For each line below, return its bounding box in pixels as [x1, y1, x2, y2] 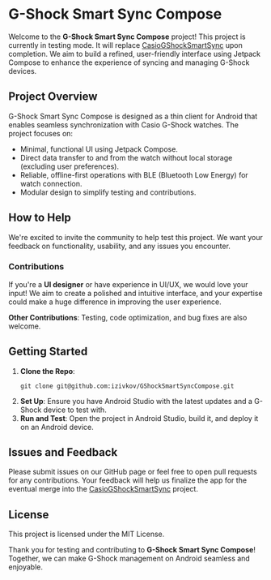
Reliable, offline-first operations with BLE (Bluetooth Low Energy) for [19, 170, 248, 179]
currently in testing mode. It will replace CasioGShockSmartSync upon [8, 40, 243, 49]
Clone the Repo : [19, 366, 75, 376]
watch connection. [19, 178, 83, 188]
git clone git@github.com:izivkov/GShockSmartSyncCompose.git [19, 382, 235, 390]
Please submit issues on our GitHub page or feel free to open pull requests [8, 467, 257, 477]
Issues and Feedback [8, 445, 118, 459]
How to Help [8, 211, 71, 225]
